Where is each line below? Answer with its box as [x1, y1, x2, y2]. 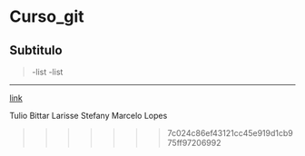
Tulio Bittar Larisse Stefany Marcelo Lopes [9, 111, 168, 121]
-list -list [31, 66, 64, 77]
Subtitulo [9, 43, 63, 58]
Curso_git [9, 6, 84, 27]
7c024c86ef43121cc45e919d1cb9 [167, 128, 293, 138]
